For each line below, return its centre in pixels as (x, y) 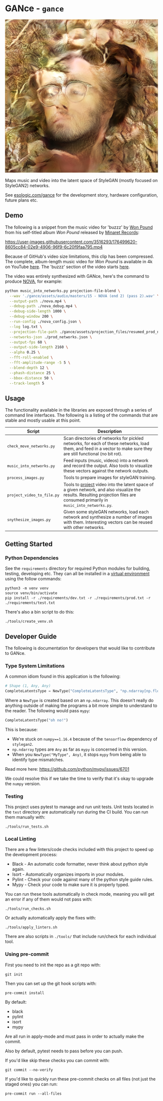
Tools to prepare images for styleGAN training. (110, 478)
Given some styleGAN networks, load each (106, 512)
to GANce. (15, 653)
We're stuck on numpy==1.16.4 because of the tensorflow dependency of (85, 739)
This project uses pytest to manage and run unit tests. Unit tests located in (79, 807)
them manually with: (25, 817)
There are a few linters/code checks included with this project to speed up (79, 849)
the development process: (31, 855)
